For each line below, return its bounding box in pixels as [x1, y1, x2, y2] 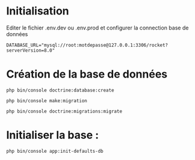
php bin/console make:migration [6, 97, 87, 103]
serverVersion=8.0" [6, 47, 55, 54]
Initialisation [6, 4, 69, 18]
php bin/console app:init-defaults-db [6, 148, 104, 154]
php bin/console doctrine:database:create [6, 87, 114, 93]
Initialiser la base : [6, 128, 99, 142]
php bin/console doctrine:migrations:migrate [6, 108, 122, 114]
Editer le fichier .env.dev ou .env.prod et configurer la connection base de [6, 24, 189, 31]
